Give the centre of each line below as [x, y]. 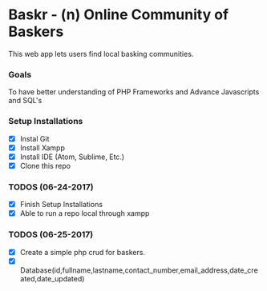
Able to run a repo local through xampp [85, 213]
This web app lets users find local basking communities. [101, 54]
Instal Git [34, 138]
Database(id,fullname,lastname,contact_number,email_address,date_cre [139, 270]
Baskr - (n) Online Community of [119, 15]
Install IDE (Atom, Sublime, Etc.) [72, 157]
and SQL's [25, 101]
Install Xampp [42, 147]
